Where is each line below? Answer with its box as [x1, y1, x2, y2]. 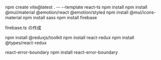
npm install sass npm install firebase [22, 15, 97, 20]
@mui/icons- [129, 9, 156, 15]
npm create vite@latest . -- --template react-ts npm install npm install [5, 4, 148, 10]
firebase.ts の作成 [5, 25, 41, 30]
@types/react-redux [5, 40, 47, 46]
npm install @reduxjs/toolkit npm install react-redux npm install [5, 34, 134, 40]
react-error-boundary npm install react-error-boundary [5, 49, 118, 55]
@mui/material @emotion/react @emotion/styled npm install [5, 9, 129, 15]
